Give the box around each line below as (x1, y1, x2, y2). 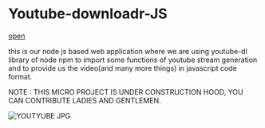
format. (8, 72, 33, 81)
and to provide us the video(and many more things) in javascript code (8, 63, 237, 72)
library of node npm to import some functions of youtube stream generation (8, 55, 258, 64)
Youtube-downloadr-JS (8, 5, 168, 23)
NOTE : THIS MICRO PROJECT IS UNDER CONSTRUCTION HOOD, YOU (8, 87, 243, 96)
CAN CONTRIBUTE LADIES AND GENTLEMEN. (8, 95, 161, 105)
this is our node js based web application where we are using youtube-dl (8, 46, 247, 56)
